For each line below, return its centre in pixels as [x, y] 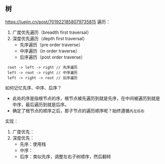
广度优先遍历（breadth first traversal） [52, 32]
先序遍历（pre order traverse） [51, 45]
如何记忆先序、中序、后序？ [33, 88]
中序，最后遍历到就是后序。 [41, 104]
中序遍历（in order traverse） [50, 51]
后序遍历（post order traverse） [52, 57]
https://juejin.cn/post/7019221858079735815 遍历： [58, 22]
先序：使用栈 [33, 144]
